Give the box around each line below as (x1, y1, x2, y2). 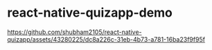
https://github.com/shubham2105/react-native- (7, 28, 142, 36)
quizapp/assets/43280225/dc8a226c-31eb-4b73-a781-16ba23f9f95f (7, 35, 206, 43)
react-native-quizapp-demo (7, 5, 173, 21)
